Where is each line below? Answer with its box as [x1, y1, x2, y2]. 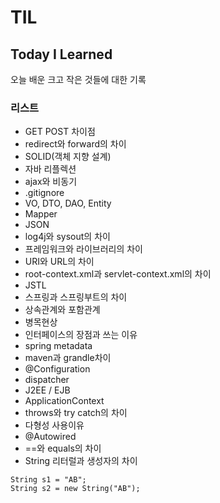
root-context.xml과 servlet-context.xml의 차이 [24, 268, 212, 280]
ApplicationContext [24, 395, 105, 407]
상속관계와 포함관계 [24, 304, 101, 316]
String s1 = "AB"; [10, 475, 87, 485]
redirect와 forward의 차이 [24, 138, 127, 150]
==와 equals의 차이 [24, 442, 102, 455]
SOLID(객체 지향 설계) [24, 151, 112, 163]
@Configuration [24, 363, 91, 375]
